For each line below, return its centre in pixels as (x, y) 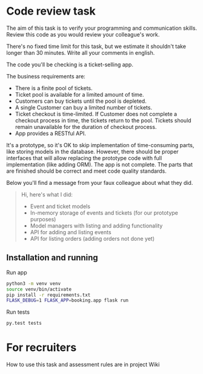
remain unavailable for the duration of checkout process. (86, 126)
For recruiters (42, 348)
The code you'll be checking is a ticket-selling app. (70, 64)
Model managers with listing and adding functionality (96, 226)
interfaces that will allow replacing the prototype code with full (84, 158)
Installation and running (52, 258)
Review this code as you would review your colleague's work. (83, 34)
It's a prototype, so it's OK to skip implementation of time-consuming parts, (100, 145)
